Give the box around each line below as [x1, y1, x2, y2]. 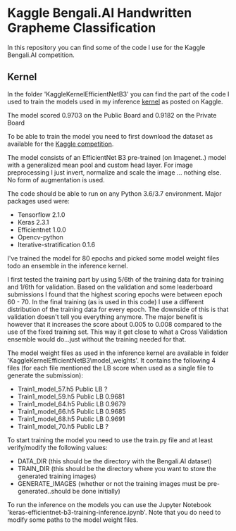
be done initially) [72, 487, 121, 495]
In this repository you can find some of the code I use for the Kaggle [7, 43, 206, 51]
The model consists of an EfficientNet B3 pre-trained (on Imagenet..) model [7, 153, 227, 161]
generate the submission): [7, 371, 83, 380]
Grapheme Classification [7, 20, 156, 36]
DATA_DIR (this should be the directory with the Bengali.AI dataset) [17, 456, 212, 466]
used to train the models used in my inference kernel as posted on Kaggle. [7, 97, 223, 106]
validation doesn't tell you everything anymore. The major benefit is [7, 312, 203, 321]
